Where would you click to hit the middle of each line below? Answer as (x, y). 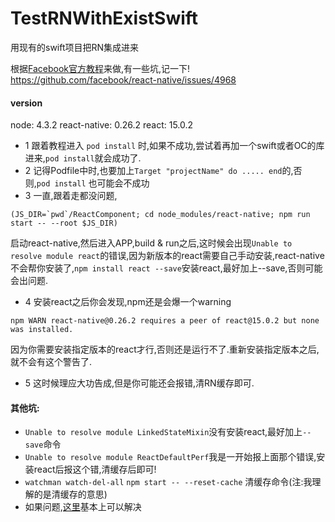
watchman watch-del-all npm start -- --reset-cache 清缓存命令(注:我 (168, 482)
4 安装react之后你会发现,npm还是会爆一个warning (128, 302)
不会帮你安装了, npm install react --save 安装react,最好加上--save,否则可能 (166, 268)
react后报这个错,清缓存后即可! (95, 469)
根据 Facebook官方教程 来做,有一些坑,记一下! (100, 68)
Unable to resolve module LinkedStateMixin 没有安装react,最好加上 (163, 432)
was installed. (42, 330)
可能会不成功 (123, 183)
